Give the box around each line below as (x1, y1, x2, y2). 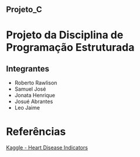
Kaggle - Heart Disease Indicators (6, 144, 88, 151)
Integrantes (6, 64, 50, 74)
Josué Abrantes (14, 98, 53, 105)
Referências (6, 125, 66, 138)
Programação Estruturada (6, 40, 135, 54)
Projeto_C (6, 5, 42, 15)
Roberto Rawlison (14, 79, 57, 87)
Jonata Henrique (14, 92, 56, 99)
